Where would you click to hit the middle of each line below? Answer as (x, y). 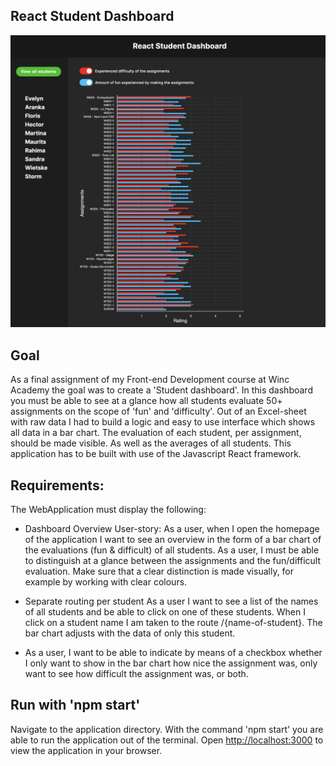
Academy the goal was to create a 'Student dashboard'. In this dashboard (161, 390)
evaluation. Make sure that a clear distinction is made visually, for (159, 571)
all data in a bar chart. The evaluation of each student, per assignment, (156, 433)
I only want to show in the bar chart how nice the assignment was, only (171, 663)
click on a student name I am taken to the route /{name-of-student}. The (173, 623)
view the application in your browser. (86, 750)
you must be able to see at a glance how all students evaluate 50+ (146, 401)
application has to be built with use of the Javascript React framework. (156, 454)
